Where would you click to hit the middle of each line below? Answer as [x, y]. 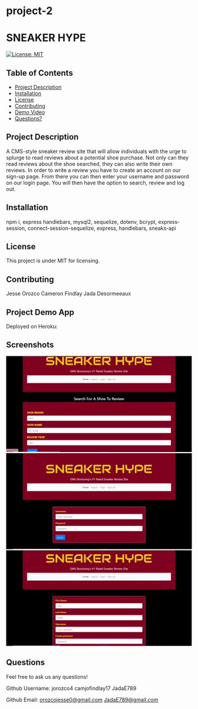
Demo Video [30, 112]
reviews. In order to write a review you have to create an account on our [93, 170]
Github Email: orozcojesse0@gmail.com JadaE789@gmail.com [82, 700]
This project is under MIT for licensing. [53, 261]
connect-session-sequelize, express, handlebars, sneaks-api [102, 228]
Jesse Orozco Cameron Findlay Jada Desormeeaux [69, 294]
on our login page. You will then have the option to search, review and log [95, 183]
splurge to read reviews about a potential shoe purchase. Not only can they [98, 157]
